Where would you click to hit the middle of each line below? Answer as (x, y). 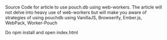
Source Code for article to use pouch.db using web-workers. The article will (83, 7)
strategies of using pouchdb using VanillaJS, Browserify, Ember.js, (74, 18)
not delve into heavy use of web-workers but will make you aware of (76, 12)
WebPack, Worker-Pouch (31, 23)
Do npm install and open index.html (42, 32)
